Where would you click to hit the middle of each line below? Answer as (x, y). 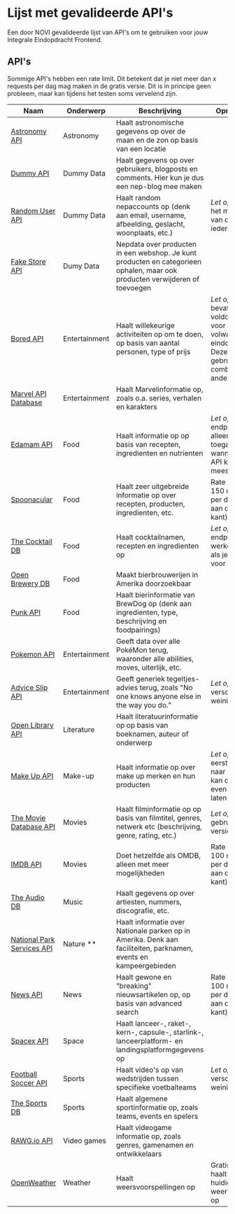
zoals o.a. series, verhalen (158, 398)
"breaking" (134, 986)
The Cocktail (31, 542)
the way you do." (144, 705)
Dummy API (30, 173)
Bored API (27, 339)
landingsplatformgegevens (160, 1050)
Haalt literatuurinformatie (157, 717)
